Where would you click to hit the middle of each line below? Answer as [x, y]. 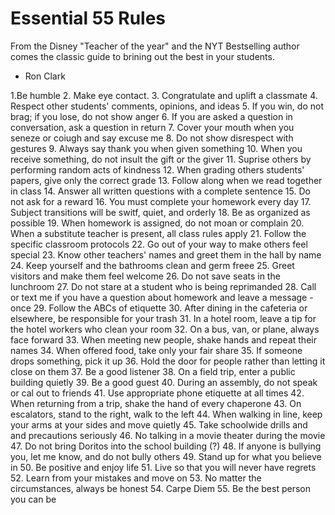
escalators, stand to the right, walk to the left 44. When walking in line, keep [166, 414]
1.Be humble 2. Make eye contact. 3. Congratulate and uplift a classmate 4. [164, 95]
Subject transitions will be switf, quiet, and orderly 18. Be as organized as [160, 212]
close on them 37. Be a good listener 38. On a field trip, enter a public [153, 371]
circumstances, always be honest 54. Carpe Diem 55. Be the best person [160, 488]
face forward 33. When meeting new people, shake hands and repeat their [163, 339]
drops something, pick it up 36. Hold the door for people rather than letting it [168, 361]
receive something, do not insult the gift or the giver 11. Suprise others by [161, 159]
